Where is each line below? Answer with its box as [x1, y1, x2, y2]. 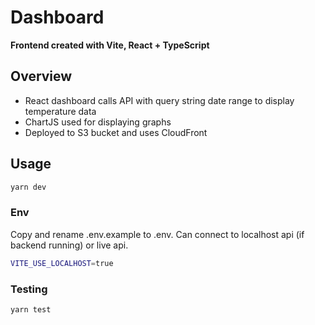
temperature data [24, 105, 97, 117]
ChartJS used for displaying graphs [24, 116, 172, 128]
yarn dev [10, 182, 47, 192]
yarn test [10, 304, 52, 315]
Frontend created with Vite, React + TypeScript [10, 39, 210, 51]
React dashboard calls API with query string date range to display [24, 94, 295, 106]
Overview [10, 68, 73, 85]
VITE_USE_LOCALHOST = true [10, 258, 114, 268]
